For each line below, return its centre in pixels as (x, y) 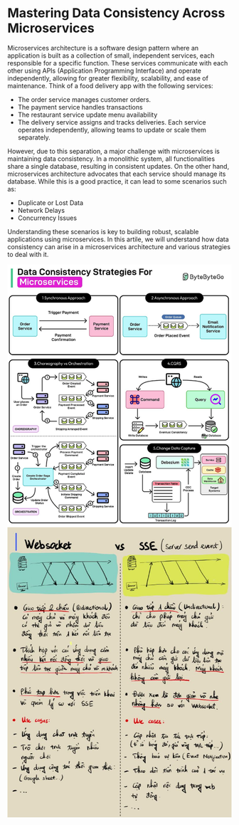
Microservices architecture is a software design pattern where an (103, 48)
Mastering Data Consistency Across (116, 13)
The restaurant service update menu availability (87, 115)
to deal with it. (28, 254)
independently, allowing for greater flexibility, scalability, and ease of (108, 78)
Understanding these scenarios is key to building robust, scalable (103, 231)
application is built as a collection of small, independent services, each (111, 56)
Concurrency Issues (47, 218)
